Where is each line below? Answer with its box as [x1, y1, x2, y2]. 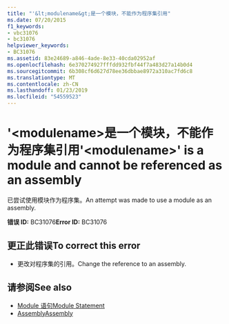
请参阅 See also [7, 282, 72, 294]
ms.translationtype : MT [7, 74, 76, 81]
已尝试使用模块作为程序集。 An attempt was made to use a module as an [7, 196, 212, 204]
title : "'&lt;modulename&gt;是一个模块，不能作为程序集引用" [7, 10, 171, 17]
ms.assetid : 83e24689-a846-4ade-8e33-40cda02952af [7, 55, 156, 62]
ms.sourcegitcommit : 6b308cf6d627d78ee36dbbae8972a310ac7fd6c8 [7, 68, 193, 74]
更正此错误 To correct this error [7, 240, 141, 252]
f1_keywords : [7, 23, 45, 30]
